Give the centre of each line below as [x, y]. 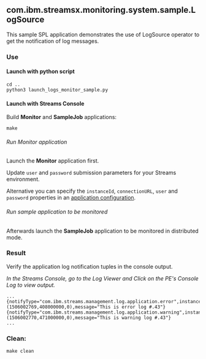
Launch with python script [40, 71]
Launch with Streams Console [45, 103]
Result [16, 253]
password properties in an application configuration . [71, 198]
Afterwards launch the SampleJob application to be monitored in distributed [103, 231]
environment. [23, 179]
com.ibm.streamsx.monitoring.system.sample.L [101, 10]
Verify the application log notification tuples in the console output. [90, 266]
